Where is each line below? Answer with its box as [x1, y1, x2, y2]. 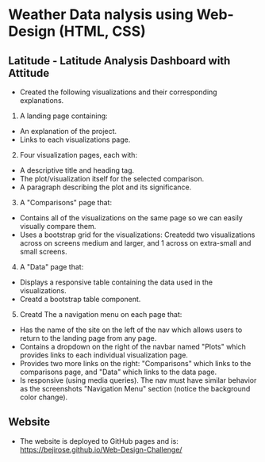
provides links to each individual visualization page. [19, 350, 189, 360]
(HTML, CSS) [58, 22, 147, 40]
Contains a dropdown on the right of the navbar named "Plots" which [19, 342, 246, 351]
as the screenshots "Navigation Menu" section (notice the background [19, 384, 251, 393]
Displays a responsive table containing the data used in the [19, 277, 213, 287]
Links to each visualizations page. [19, 135, 131, 144]
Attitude [8, 66, 50, 80]
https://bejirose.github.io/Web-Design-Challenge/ [19, 445, 182, 454]
